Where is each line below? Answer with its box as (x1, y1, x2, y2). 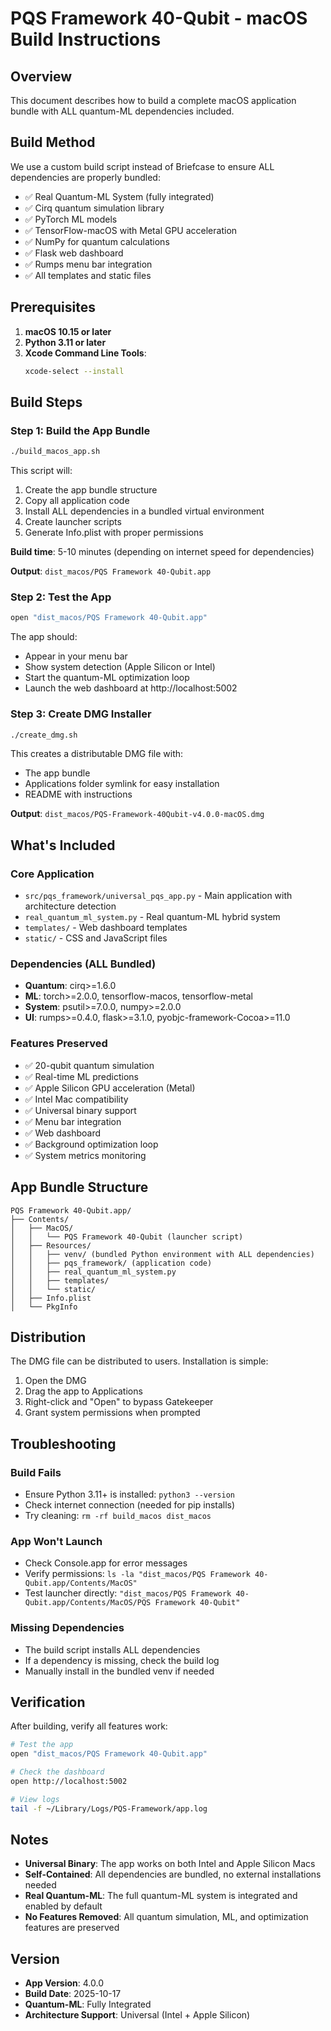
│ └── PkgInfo (10, 1302, 78, 1312)
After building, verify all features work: (10, 1720, 168, 1732)
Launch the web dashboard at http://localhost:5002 (24, 682, 238, 694)
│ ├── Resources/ (10, 1240, 92, 1251)
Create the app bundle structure (24, 484, 158, 496)
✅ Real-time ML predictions (24, 1070, 139, 1082)
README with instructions (24, 788, 133, 801)
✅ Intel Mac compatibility (24, 1093, 129, 1105)
